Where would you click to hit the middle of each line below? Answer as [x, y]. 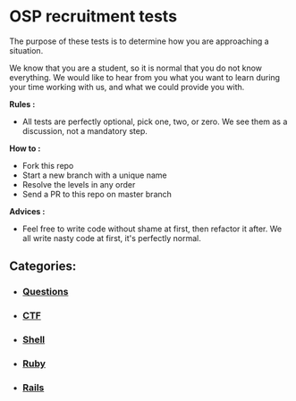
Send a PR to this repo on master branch [97, 194]
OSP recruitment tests [93, 17]
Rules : [22, 104]
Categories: [43, 267]
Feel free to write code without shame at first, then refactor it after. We [152, 229]
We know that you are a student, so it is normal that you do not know [135, 68]
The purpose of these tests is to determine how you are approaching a [140, 41]
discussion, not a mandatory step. [85, 130]
